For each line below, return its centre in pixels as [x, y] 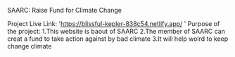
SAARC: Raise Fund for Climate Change [64, 10]
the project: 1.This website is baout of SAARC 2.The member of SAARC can [116, 31]
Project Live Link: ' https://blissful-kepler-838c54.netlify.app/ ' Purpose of [114, 24]
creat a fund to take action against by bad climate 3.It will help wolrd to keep [118, 39]
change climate [30, 46]
